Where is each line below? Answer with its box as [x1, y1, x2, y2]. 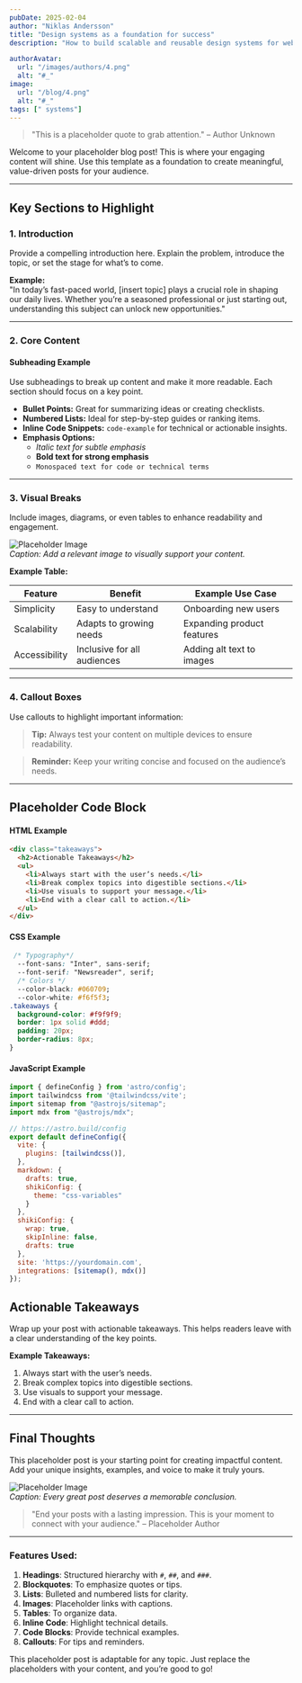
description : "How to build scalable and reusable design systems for [9, 38, 280, 48]
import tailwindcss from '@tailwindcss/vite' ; [9, 1091, 187, 1100]
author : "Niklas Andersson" [9, 22, 115, 31]
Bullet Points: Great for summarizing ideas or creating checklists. [22, 404, 265, 415]
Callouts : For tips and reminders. [22, 1636, 146, 1647]
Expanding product [182, 617, 264, 630]
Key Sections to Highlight [9, 200, 155, 216]
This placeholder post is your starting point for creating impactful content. [9, 1455, 283, 1465]
